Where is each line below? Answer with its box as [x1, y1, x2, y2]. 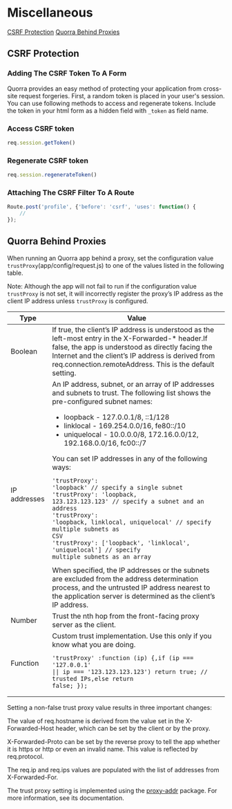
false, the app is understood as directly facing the [52, 342, 213, 352]
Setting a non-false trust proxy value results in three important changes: [7, 703, 212, 711]
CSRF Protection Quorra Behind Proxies [7, 28, 120, 36]
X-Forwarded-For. [7, 773, 59, 781]
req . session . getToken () [7, 139, 76, 146]
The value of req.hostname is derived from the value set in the [7, 716, 184, 725]
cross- [203, 84, 222, 93]
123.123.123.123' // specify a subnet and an [52, 497, 204, 505]
